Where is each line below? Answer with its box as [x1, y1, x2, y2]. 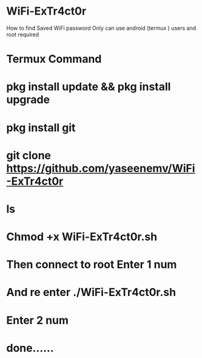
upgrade [6, 93, 50, 107]
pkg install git [6, 120, 76, 134]
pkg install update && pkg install [6, 80, 171, 94]
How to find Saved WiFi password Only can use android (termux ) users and [6, 24, 197, 32]
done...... [6, 341, 55, 355]
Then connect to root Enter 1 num [6, 258, 177, 272]
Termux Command [6, 52, 102, 66]
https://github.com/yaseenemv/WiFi [6, 161, 195, 175]
